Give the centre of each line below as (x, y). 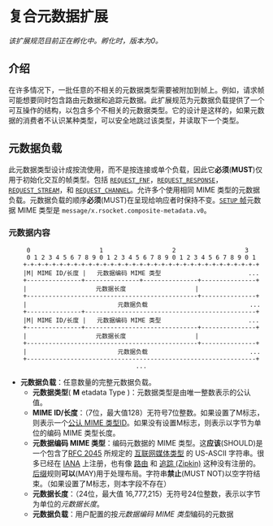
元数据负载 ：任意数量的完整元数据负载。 (88, 382)
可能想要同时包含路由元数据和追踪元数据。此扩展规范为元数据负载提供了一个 (136, 100)
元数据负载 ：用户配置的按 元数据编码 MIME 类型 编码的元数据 (133, 514)
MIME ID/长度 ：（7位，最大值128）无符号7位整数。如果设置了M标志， (148, 412)
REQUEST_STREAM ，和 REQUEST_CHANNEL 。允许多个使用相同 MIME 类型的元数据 (134, 190)
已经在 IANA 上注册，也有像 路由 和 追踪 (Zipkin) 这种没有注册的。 (150, 463)
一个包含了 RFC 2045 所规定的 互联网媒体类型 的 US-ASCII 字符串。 (145, 453)
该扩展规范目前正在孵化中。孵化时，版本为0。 (85, 41)
